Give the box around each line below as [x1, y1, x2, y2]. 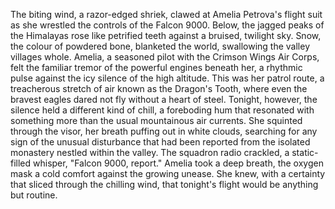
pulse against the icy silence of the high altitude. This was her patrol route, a [10, 72, 325, 84]
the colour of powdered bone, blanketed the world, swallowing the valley [10, 40, 311, 52]
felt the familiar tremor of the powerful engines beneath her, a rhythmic [10, 62, 303, 73]
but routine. [10, 189, 58, 201]
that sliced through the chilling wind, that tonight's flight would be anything [10, 179, 319, 190]
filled [10, 157, 32, 169]
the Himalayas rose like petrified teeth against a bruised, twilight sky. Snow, [10, 30, 322, 41]
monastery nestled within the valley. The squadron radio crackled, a [10, 147, 290, 158]
